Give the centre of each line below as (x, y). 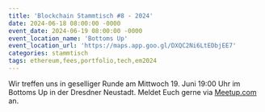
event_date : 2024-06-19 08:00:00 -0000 (76, 31)
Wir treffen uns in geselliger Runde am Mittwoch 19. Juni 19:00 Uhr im (124, 83)
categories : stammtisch (48, 53)
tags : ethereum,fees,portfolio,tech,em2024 (83, 61)
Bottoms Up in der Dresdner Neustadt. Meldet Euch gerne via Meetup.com (132, 92)
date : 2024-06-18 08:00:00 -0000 (65, 23)
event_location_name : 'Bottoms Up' (68, 38)
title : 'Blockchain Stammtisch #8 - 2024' (81, 16)
